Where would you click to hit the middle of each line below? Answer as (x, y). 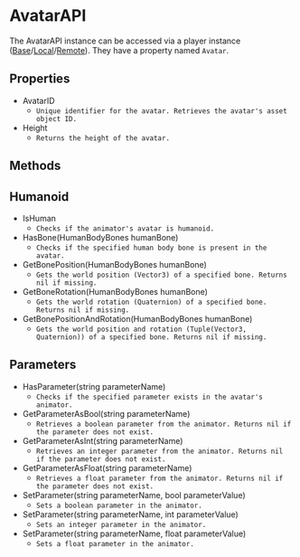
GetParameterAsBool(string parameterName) (106, 413)
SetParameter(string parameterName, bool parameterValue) (134, 495)
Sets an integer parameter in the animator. (121, 524)
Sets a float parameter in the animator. (115, 543)
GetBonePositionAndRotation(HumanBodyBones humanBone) (137, 318)
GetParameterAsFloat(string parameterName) (107, 467)
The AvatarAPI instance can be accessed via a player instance (125, 41)
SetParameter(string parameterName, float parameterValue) (134, 533)
